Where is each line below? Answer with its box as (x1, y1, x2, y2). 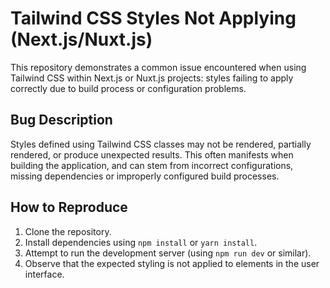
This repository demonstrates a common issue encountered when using (10, 61, 307, 73)
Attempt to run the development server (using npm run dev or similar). (24, 247, 312, 259)
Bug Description (10, 112, 113, 129)
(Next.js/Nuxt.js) (10, 28, 153, 51)
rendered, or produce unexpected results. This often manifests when (10, 148, 294, 161)
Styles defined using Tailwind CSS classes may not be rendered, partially (10, 138, 312, 150)
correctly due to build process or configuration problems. (10, 82, 247, 94)
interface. (24, 268, 65, 280)
